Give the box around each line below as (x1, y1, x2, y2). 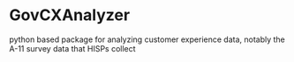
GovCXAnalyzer (9, 5, 131, 25)
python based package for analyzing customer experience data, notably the (9, 34, 285, 45)
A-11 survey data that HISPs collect (9, 43, 136, 53)
